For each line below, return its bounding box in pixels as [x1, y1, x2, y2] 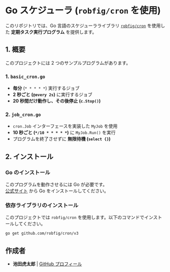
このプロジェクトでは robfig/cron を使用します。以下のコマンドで [5, 214, 144, 220]
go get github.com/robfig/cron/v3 [5, 231, 79, 236]
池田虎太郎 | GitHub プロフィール [12, 261, 82, 267]
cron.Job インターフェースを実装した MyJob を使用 [12, 123, 118, 129]
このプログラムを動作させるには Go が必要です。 [5, 182, 107, 188]
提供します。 [70, 29, 97, 35]
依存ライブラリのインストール [5, 202, 79, 209]
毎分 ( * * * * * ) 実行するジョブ [12, 85, 80, 91]
